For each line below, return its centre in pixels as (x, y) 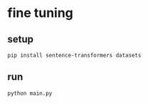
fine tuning (40, 13)
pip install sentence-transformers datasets (74, 55)
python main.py (30, 93)
